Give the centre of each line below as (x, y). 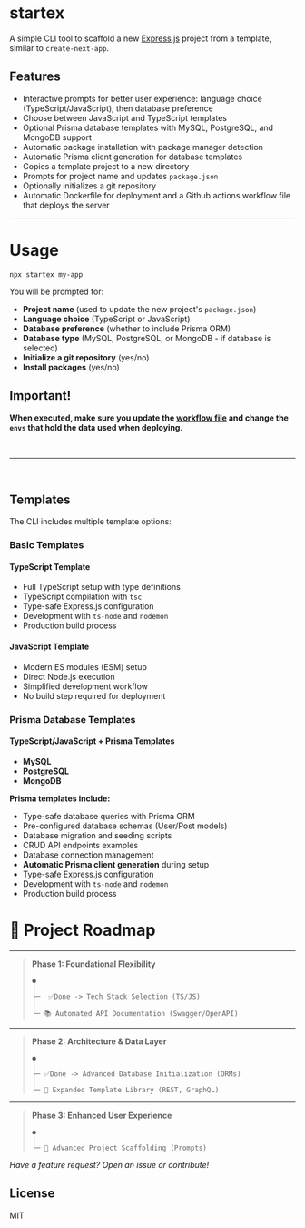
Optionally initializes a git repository (89, 186)
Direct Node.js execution (69, 676)
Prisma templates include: (60, 798)
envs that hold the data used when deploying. (96, 427)
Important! (40, 396)
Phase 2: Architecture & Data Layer (99, 1041)
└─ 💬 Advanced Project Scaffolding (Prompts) (119, 1148)
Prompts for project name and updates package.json (120, 176)
